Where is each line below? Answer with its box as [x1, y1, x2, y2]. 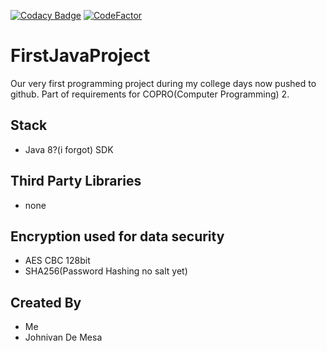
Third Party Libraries [10, 173, 142, 190]
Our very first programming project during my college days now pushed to [10, 77, 317, 89]
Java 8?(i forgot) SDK [24, 143, 114, 155]
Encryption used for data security [10, 228, 225, 245]
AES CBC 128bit [24, 255, 91, 267]
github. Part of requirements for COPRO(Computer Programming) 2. [10, 88, 290, 100]
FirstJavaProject [10, 45, 151, 67]
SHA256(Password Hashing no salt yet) [24, 265, 188, 277]
